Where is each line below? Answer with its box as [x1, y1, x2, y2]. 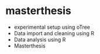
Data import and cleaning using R [13, 29, 95, 36]
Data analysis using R [13, 36, 66, 43]
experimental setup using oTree [13, 23, 91, 31]
